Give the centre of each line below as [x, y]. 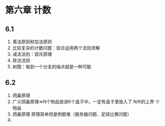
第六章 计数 [28, 10]
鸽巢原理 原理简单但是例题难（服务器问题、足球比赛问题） [72, 114]
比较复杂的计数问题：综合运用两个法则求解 [56, 48]
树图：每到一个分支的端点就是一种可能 [52, 66]
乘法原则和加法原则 [32, 41]
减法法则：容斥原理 [32, 54]
